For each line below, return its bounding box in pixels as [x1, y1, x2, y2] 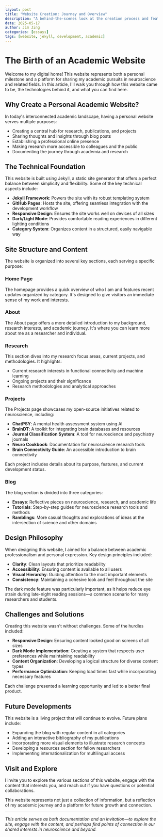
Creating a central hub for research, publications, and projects [12, 128, 137, 134]
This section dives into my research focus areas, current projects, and [5, 354, 145, 359]
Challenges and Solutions [5, 610, 84, 618]
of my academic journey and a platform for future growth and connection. [5, 802, 152, 808]
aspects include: [5, 186, 38, 192]
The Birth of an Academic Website [5, 55, 146, 66]
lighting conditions [12, 221, 49, 227]
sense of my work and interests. [5, 297, 69, 303]
